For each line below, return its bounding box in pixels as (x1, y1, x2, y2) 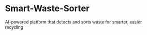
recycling (5, 24, 24, 30)
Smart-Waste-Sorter (5, 3, 89, 14)
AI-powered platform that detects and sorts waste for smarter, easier (5, 19, 142, 25)
